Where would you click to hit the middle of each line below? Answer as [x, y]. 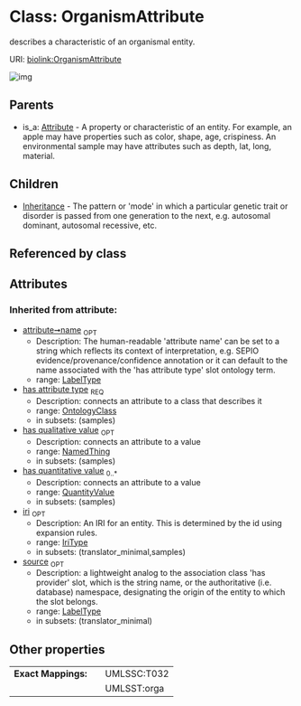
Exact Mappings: [50, 673]
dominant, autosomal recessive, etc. [90, 225]
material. [39, 155]
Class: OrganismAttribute [107, 17]
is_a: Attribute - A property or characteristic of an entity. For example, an [157, 127]
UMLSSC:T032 [137, 673]
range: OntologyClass [76, 411]
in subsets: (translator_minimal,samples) [111, 551]
